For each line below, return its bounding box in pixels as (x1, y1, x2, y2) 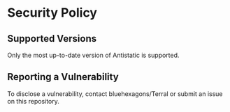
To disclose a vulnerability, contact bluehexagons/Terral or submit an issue (7, 89, 223, 98)
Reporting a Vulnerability (7, 71, 119, 83)
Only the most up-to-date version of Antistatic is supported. (7, 51, 180, 59)
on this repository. (7, 97, 59, 105)
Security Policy (7, 5, 98, 21)
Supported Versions (7, 33, 96, 45)
